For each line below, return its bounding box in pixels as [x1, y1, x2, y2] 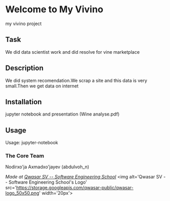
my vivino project [5, 20, 42, 27]
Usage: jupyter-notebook [5, 140, 58, 146]
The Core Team [5, 152, 45, 160]
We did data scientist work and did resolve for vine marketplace [5, 49, 140, 55]
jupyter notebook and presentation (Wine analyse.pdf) [5, 111, 120, 117]
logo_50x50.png [5, 190, 39, 196]
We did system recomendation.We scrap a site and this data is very [5, 77, 147, 83]
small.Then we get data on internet [5, 83, 79, 89]
